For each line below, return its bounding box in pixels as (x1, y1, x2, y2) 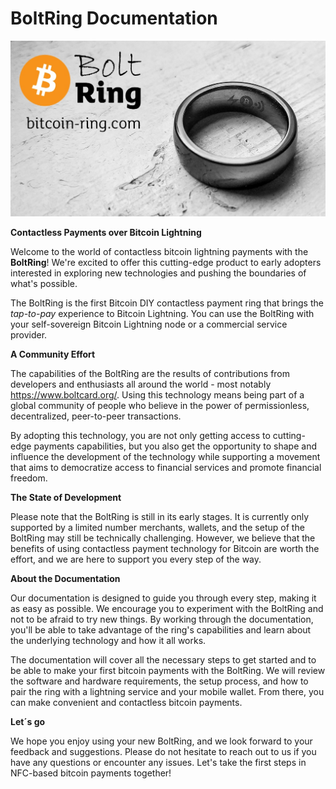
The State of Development (10, 491, 122, 503)
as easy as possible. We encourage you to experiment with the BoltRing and (10, 602, 324, 614)
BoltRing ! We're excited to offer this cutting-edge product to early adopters (10, 256, 322, 268)
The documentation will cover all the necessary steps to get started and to (10, 653, 317, 666)
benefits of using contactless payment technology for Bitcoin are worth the (10, 542, 320, 554)
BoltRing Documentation (10, 7, 218, 30)
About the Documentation (10, 572, 121, 584)
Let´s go (10, 715, 46, 727)
